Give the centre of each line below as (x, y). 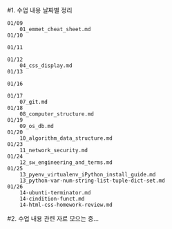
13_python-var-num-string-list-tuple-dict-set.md (93, 181)
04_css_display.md (46, 66)
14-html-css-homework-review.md (66, 205)
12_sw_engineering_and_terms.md (66, 163)
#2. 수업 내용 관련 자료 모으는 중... (53, 219)
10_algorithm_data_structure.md (66, 138)
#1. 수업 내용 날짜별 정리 (40, 10)
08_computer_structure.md (57, 114)
